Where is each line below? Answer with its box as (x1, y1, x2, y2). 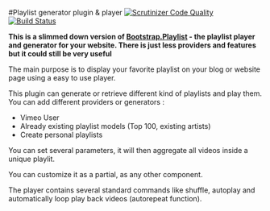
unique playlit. (8, 154, 55, 163)
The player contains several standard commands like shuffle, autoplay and (8, 185, 255, 195)
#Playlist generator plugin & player (8, 8, 123, 17)
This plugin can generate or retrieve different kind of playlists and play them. (8, 89, 263, 98)
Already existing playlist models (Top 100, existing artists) (19, 122, 211, 130)
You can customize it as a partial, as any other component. (8, 170, 203, 179)
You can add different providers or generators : (8, 97, 165, 106)
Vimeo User (19, 113, 60, 122)
